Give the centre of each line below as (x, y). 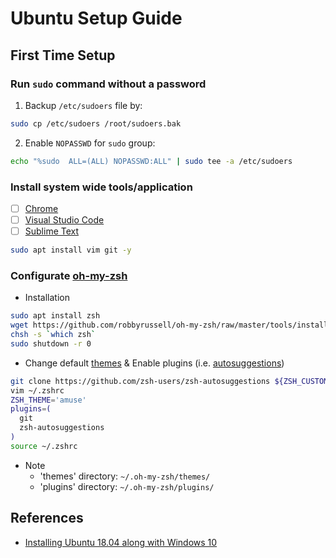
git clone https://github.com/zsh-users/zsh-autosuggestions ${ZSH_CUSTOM (169, 381)
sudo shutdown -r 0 (51, 343)
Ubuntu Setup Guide (96, 18)
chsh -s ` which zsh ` (53, 335)
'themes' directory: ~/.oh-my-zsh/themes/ (125, 476)
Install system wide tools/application (101, 187)
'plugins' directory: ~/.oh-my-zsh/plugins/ (127, 486)
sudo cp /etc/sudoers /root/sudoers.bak (96, 123)
